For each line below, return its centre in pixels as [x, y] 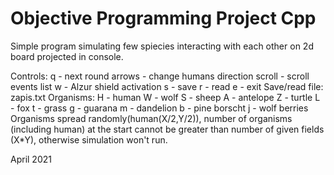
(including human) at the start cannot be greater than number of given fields [167, 129]
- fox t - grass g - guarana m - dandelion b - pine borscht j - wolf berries [159, 108]
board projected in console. [67, 56]
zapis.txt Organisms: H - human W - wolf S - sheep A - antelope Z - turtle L [165, 97]
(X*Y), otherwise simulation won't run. [89, 139]
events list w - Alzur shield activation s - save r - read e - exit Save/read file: [167, 86]
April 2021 [31, 159]
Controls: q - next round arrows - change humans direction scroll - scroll [160, 76]
